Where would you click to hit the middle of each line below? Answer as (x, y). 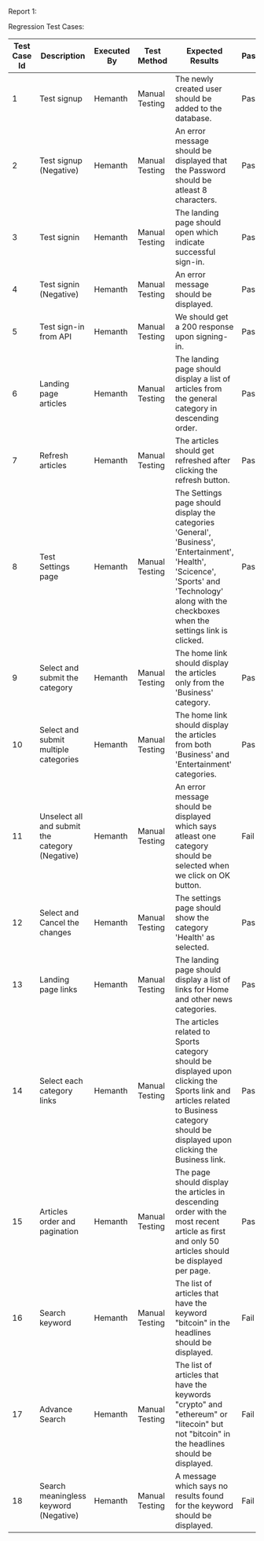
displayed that (201, 160)
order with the (201, 1212)
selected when (202, 866)
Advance (56, 1409)
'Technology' (199, 591)
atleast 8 (191, 190)
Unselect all (61, 816)
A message (196, 1476)
